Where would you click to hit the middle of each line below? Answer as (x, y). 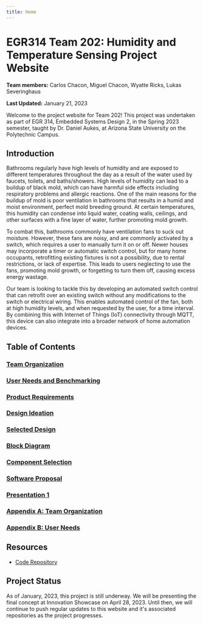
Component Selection (39, 462)
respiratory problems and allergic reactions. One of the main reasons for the (101, 194)
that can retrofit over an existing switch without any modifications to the (96, 295)
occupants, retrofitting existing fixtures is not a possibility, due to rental (95, 258)
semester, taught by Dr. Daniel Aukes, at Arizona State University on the (96, 128)
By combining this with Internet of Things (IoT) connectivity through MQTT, (100, 315)
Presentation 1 (28, 495)
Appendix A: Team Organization (55, 511)
